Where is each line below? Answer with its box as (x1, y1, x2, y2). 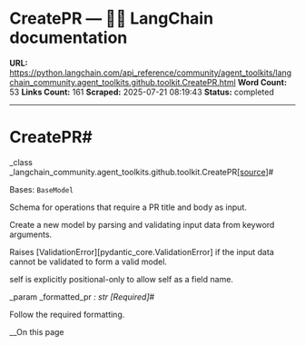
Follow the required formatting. (9, 309, 125, 320)
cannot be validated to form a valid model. (9, 256, 168, 267)
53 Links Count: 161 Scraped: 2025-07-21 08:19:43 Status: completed (9, 86, 274, 97)
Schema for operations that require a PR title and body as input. (9, 202, 247, 213)
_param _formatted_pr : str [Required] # (9, 291, 155, 302)
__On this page (9, 326, 65, 337)
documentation (9, 27, 128, 48)
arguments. (9, 229, 53, 240)
